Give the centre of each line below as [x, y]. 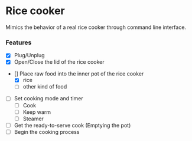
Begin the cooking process [47, 132]
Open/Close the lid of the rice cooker [59, 62]
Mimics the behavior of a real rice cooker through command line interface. [96, 27]
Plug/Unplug [29, 55]
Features [19, 42]
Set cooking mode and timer [48, 99]
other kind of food [45, 87]
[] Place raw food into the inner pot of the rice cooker [79, 74]
